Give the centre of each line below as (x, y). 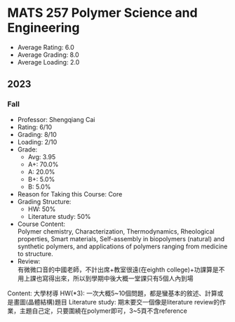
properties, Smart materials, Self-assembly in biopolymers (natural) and (121, 239)
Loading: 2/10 (37, 142)
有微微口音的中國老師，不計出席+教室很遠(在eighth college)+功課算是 (118, 269)
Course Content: (41, 224)
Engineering (43, 28)
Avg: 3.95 (42, 156)
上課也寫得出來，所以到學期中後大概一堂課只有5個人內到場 (109, 278)
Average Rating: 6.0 (46, 47)
